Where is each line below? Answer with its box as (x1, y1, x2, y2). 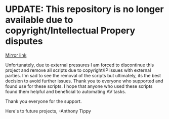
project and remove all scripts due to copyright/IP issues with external (5, 67, 151, 73)
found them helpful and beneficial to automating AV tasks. (5, 88, 126, 94)
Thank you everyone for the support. (5, 98, 82, 104)
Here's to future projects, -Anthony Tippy (5, 108, 91, 114)
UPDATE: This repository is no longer (5, 4, 164, 15)
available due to (5, 14, 73, 26)
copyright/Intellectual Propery (5, 25, 136, 36)
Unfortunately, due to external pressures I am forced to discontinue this (5, 62, 154, 68)
